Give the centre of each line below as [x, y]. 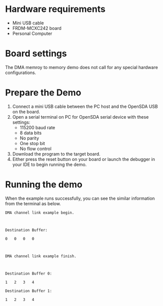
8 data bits [31, 133]
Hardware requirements [55, 9]
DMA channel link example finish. [41, 256]
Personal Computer [32, 33]
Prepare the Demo [43, 93]
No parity [29, 138]
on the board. [26, 112]
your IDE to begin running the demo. [49, 164]
